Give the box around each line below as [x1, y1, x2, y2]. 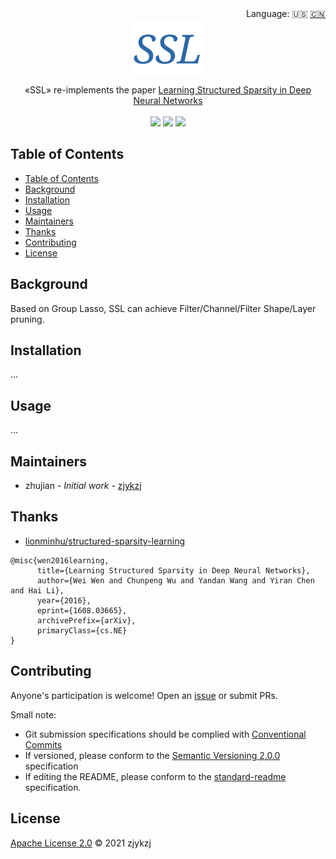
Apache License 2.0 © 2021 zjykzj [10, 837, 152, 849]
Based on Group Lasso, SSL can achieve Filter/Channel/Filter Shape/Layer [10, 302, 317, 314]
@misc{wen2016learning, [10, 555, 110, 566]
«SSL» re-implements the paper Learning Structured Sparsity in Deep [24, 84, 312, 96]
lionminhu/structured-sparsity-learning [24, 535, 186, 547]
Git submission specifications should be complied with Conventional [24, 728, 307, 740]
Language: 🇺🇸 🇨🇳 [246, 8, 326, 19]
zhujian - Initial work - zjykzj [24, 480, 142, 492]
